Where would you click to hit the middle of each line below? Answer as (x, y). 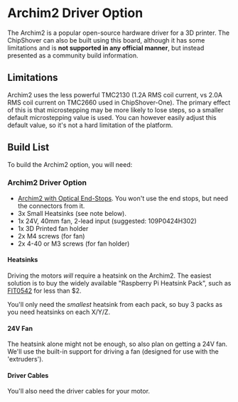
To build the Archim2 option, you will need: (70, 164)
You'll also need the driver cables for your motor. (79, 391)
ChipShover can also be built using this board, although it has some (106, 40)
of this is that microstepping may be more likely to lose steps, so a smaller (115, 110)
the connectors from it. (51, 206)
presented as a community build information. (73, 55)
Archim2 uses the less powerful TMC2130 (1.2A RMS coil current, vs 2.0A (115, 94)
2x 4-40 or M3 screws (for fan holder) (74, 244)
